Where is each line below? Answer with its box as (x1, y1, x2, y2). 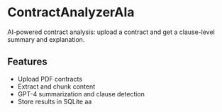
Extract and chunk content (17, 82, 96, 91)
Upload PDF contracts (17, 74, 83, 83)
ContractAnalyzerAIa (7, 4, 135, 21)
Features (7, 56, 48, 68)
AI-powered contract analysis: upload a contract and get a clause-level (7, 28, 215, 36)
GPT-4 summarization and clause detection (17, 89, 145, 98)
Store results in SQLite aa (17, 97, 92, 106)
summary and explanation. (7, 35, 85, 43)
